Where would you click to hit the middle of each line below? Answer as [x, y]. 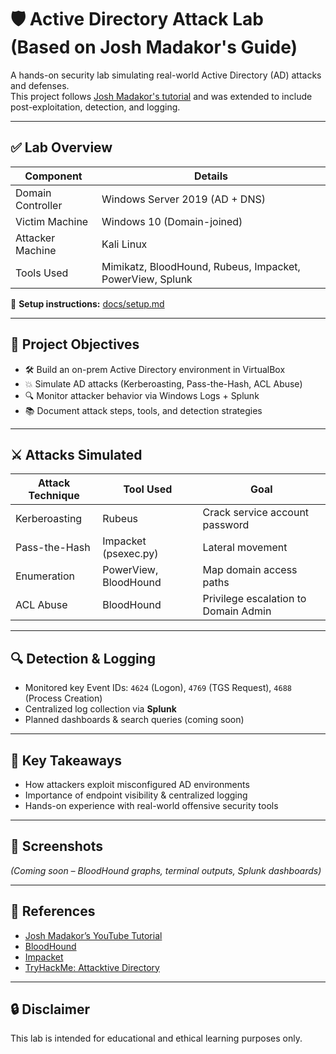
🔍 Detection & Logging [83, 658]
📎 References [53, 911]
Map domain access [250, 570]
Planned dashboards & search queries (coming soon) [134, 720]
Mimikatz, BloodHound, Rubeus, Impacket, [201, 266]
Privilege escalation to [254, 599]
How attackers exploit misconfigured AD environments [137, 784]
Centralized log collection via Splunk [100, 709]
